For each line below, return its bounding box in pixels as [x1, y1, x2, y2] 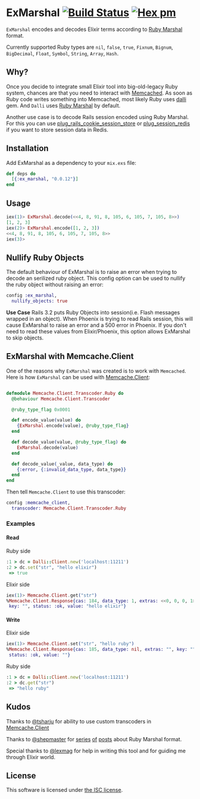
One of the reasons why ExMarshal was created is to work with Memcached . [6, 367, 186, 374]
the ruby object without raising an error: [6, 281, 104, 288]
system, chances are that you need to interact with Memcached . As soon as [6, 89, 192, 96]
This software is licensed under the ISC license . [6, 786, 123, 794]
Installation [6, 143, 49, 154]
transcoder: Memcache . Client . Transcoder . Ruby [11, 505, 127, 511]
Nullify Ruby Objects [6, 252, 85, 263]
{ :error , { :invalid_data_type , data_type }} [17, 466, 127, 473]
